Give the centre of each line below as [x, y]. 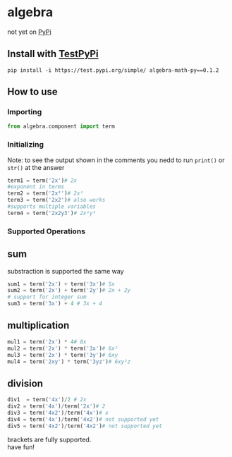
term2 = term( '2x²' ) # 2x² [45, 194]
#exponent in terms [36, 187]
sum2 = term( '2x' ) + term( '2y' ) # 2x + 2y [69, 291]
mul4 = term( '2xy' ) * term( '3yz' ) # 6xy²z [69, 361]
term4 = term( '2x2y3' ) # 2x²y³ [52, 213]
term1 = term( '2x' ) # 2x [42, 181]
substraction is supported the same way [66, 271]
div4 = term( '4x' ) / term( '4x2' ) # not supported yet [83, 419]
